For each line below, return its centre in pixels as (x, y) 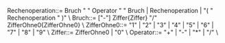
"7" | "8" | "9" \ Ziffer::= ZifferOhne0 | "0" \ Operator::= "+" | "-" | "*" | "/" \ (113, 32)
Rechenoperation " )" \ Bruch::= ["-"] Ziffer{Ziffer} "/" (82, 18)
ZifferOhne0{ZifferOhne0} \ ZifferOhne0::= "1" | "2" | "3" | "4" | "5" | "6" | (110, 25)
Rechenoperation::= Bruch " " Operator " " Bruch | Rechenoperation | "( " (110, 11)
